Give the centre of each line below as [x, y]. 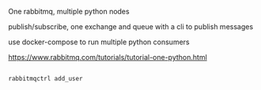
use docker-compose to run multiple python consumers [99, 42]
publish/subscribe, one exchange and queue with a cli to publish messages [131, 26]
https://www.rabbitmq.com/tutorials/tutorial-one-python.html [108, 57]
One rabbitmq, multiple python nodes [69, 11]
